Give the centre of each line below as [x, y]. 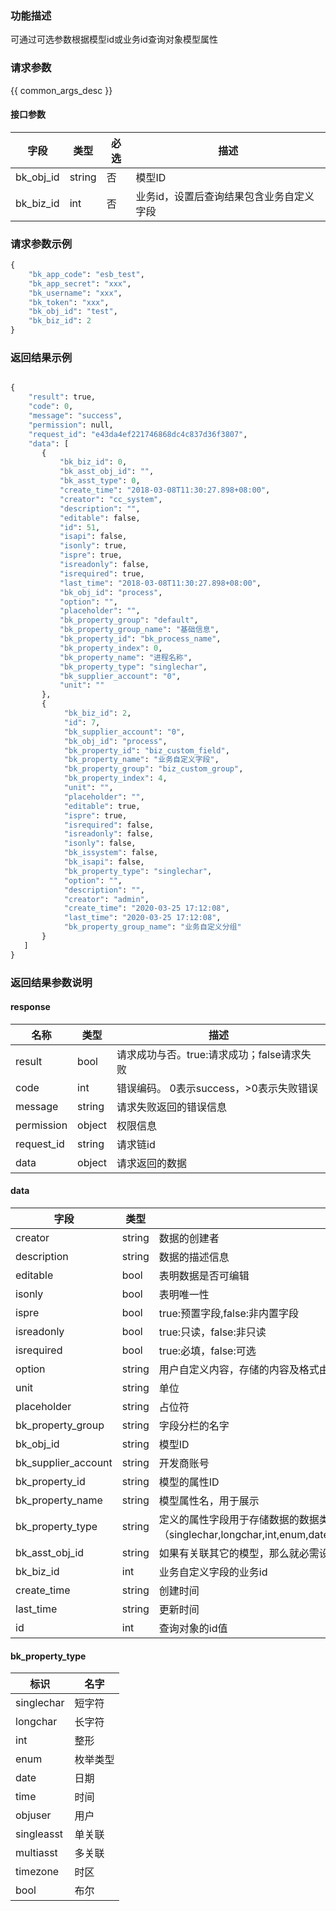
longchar [36, 1722]
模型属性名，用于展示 [209, 1500]
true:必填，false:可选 [207, 1350]
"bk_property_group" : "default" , [129, 620]
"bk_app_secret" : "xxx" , [80, 283]
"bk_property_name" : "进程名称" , [126, 657]
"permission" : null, [71, 425]
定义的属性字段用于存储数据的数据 [239, 1519]
